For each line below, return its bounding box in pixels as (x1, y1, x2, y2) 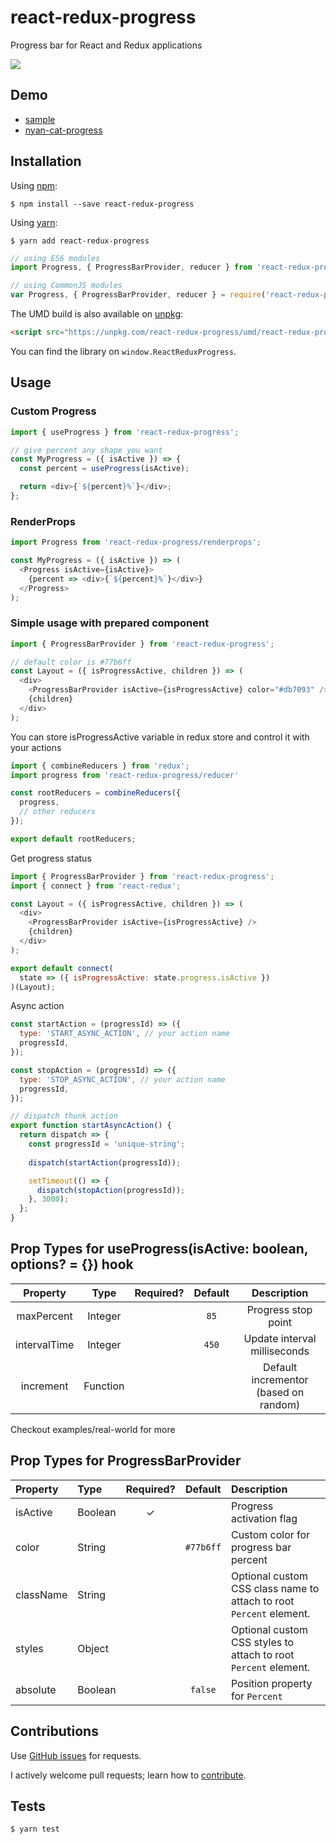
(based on (256, 1385, 305, 1399)
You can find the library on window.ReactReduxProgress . (10, 345, 237, 357)
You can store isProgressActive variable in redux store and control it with (10, 731, 310, 743)
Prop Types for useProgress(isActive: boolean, (10, 1241, 309, 1258)
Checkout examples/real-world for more (10, 1423, 176, 1435)
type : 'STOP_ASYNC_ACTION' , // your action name (19, 1074, 226, 1085)
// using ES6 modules (10, 253, 101, 263)
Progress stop (246, 1302, 313, 1316)
